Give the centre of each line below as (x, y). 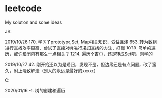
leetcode (23, 9)
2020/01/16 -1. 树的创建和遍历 (35, 90)
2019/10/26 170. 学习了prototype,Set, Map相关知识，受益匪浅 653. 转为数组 (81, 42)
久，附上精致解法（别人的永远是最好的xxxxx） (52, 70)
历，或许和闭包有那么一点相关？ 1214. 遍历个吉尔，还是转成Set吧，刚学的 (79, 54)
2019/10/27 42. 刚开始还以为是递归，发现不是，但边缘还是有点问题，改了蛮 (81, 64)
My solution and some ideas (34, 22)
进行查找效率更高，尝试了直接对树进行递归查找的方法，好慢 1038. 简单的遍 (80, 48)
